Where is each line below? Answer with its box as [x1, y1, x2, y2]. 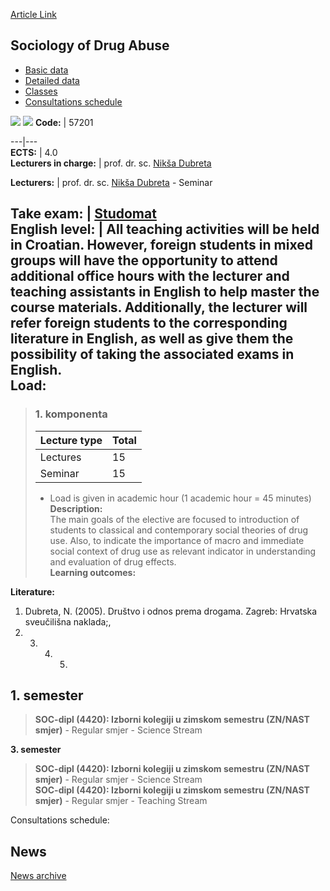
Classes [24, 85, 58, 97]
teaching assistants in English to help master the [10, 284, 320, 301]
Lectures [39, 450, 82, 464]
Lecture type [39, 433, 103, 447]
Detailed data [24, 74, 80, 86]
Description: [49, 502, 103, 514]
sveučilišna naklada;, [24, 615, 112, 628]
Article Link [10, 9, 57, 20]
